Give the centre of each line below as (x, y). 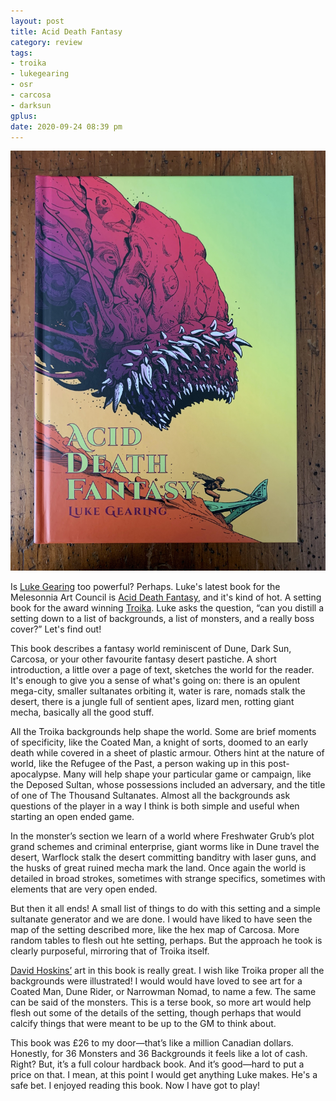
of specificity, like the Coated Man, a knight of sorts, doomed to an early (159, 742)
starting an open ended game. (72, 817)
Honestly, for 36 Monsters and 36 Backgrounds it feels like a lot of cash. (159, 1054)
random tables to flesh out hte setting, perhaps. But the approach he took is (166, 941)
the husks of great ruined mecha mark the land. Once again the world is (158, 868)
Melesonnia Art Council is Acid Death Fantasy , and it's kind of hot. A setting (166, 597)
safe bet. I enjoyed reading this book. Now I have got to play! (135, 1086)
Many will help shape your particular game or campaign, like (187, 774)
